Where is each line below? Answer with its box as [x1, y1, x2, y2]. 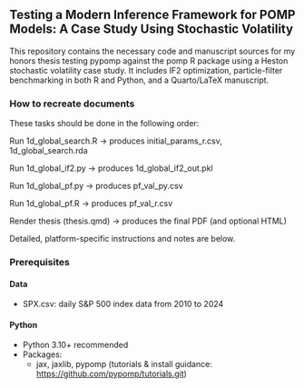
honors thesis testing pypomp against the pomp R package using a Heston [9, 55, 289, 66]
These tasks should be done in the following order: [9, 118, 200, 129]
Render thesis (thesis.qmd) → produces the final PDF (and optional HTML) [9, 215, 288, 226]
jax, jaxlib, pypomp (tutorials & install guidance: [35, 359, 213, 370]
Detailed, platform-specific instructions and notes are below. [9, 234, 236, 244]
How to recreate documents [9, 97, 135, 110]
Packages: [22, 349, 63, 360]
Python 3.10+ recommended [22, 340, 129, 351]
